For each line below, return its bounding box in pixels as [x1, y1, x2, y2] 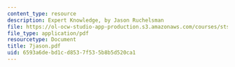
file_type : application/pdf [7, 29, 90, 37]
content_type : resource [7, 10, 77, 17]
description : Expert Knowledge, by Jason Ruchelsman [7, 17, 164, 24]
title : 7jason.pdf [7, 43, 61, 50]
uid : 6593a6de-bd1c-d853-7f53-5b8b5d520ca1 [7, 50, 136, 57]
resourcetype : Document [7, 36, 77, 43]
